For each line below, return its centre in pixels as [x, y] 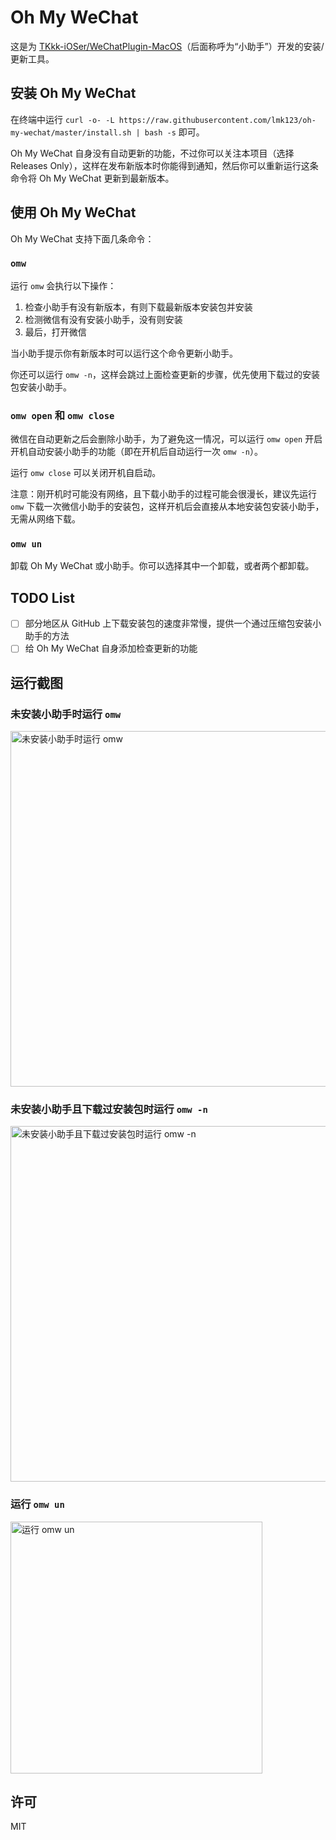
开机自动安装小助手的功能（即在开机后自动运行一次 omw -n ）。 [136, 452]
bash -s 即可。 [174, 132]
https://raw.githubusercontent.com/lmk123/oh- [217, 120]
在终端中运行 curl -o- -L [62, 119]
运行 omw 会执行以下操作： [63, 285]
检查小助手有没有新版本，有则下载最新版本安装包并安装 [138, 307]
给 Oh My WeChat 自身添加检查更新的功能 [111, 648]
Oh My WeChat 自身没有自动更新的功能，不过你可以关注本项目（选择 [152, 153]
